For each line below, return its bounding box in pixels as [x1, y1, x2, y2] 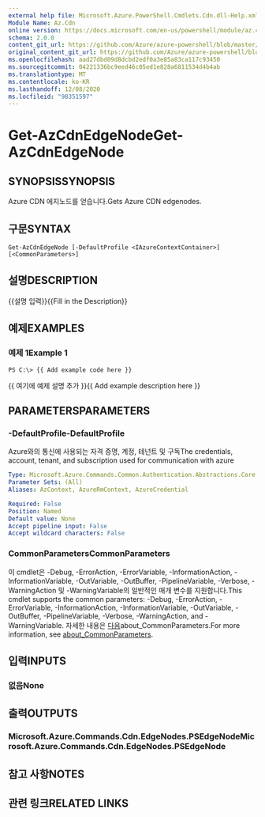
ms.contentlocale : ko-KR [8, 78, 90, 85]
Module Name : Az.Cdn [8, 19, 77, 27]
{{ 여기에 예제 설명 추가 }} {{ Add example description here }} [8, 380, 201, 390]
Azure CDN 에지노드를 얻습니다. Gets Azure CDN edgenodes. [8, 197, 202, 206]
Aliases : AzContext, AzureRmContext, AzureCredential [8, 486, 189, 494]
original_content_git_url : [8, 48, 97, 56]
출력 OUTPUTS [8, 707, 78, 721]
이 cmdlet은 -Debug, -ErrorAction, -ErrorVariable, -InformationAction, [8, 567, 233, 577]
